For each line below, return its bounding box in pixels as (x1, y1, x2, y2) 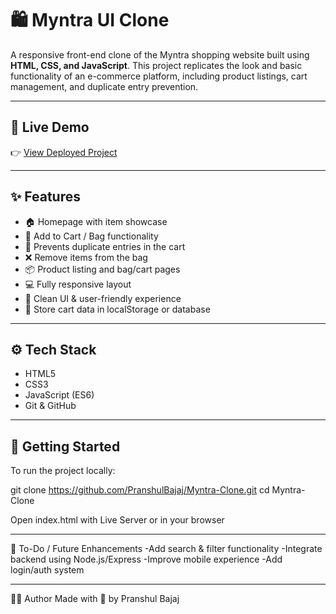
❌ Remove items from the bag (24, 251, 148, 263)
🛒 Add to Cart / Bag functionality (24, 230, 159, 242)
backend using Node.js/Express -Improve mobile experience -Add (10, 553, 283, 566)
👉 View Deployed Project (10, 146, 118, 158)
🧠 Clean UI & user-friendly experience (24, 292, 182, 304)
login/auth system (10, 564, 85, 576)
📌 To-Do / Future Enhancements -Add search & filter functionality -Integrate (10, 543, 323, 555)
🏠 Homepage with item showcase (24, 215, 168, 227)
